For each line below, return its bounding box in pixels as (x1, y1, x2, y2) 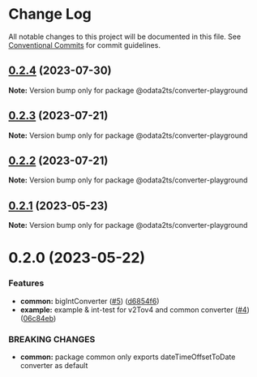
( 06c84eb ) (19, 313, 57, 323)
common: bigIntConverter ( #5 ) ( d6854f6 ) (19, 296, 160, 306)
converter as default (19, 360, 88, 370)
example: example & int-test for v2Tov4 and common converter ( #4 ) (19, 305, 250, 315)
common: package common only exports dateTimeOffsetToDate (19, 352, 236, 362)
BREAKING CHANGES (8, 333, 96, 345)
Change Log (8, 5, 92, 24)
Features (8, 277, 45, 289)
